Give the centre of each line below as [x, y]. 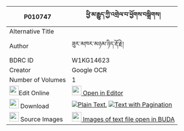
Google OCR [89, 70]
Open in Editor [103, 93]
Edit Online [34, 93]
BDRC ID [22, 60]
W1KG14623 [90, 60]
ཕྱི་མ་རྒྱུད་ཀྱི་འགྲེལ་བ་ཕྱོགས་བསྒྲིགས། [123, 14]
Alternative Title [32, 31]
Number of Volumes [38, 80]
